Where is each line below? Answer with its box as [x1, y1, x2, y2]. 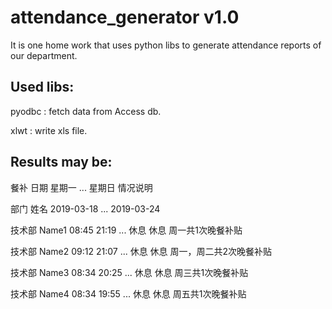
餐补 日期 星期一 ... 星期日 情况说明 [10, 181, 153, 193]
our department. [10, 49, 78, 61]
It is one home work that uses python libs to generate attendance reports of [10, 39, 322, 51]
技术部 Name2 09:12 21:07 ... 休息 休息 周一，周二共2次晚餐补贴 [10, 245, 273, 257]
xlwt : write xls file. [10, 124, 88, 136]
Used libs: [10, 79, 75, 96]
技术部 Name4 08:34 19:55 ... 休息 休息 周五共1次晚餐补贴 [10, 287, 247, 300]
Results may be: [10, 154, 113, 171]
